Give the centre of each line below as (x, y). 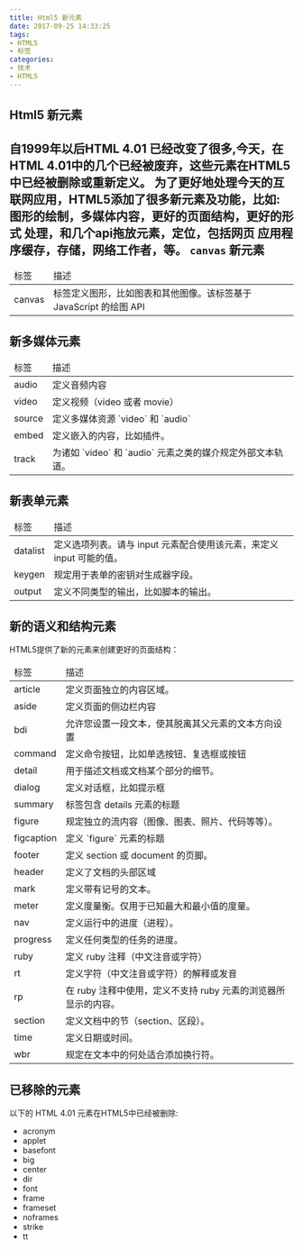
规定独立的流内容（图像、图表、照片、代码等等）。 (171, 822)
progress (33, 940)
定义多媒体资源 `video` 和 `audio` (122, 418)
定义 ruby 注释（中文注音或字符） (136, 957)
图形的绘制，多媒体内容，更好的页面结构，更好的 (146, 216)
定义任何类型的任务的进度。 (124, 940)
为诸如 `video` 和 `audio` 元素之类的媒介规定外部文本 (164, 452)
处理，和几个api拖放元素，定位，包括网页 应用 (153, 233)
